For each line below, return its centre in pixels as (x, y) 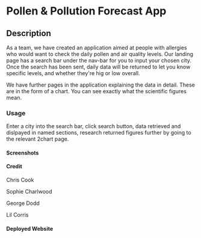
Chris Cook (20, 180)
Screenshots (23, 153)
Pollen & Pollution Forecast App (86, 11)
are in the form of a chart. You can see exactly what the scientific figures (96, 91)
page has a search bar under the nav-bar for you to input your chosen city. (99, 60)
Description (29, 33)
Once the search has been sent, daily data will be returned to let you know (98, 67)
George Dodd (23, 203)
